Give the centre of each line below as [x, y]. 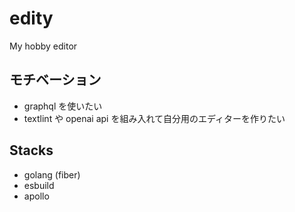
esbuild [39, 185]
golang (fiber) [52, 174]
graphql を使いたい [63, 106]
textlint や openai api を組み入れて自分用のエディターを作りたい [154, 118]
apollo [36, 196]
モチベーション [55, 80]
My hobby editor [43, 46]
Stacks [31, 150]
